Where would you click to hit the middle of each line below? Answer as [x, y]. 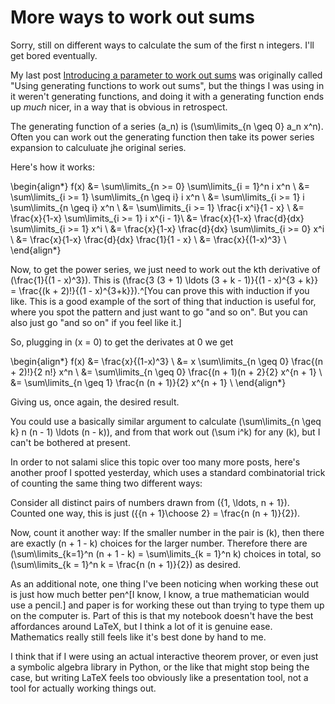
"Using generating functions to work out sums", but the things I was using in [167, 85]
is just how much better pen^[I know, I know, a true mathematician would [160, 594]
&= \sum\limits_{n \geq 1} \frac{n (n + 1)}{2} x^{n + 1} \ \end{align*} [148, 382]
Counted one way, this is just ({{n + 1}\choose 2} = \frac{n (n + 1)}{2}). [155, 513]
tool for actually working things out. [83, 688]
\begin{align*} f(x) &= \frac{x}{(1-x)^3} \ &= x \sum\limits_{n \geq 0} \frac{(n [166, 361]
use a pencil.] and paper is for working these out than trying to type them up [167, 605]
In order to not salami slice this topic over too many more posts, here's [155, 462]
